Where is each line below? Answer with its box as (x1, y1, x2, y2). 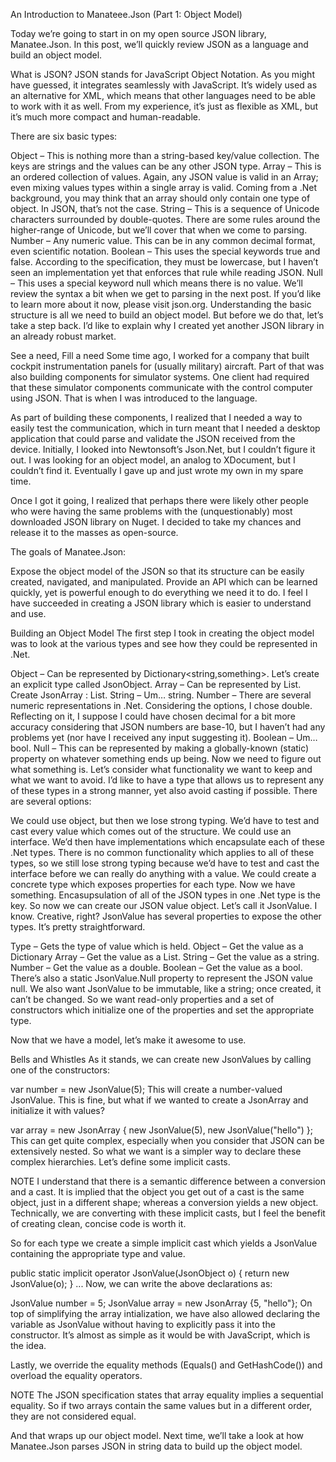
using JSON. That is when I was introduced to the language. (10, 392, 258, 404)
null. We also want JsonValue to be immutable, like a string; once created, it (10, 983, 322, 994)
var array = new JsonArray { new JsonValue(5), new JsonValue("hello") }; (10, 1124, 313, 1136)
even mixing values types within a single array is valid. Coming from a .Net (10, 182, 317, 193)
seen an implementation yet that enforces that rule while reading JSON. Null (10, 267, 323, 278)
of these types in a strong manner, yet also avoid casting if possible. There (10, 785, 318, 796)
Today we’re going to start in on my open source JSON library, (10, 28, 267, 39)
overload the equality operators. (10, 1370, 143, 1381)
